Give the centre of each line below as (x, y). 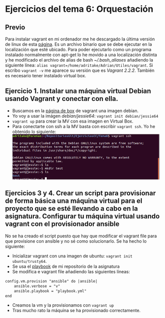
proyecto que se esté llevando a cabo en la (72, 208)
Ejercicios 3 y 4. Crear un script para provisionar (81, 193)
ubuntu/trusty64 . (29, 261)
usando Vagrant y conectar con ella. (62, 99)
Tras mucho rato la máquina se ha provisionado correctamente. (76, 310)
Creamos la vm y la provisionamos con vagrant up (63, 305)
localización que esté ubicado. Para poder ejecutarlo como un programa (78, 49)
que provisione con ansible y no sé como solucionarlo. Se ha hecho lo (76, 241)
